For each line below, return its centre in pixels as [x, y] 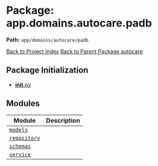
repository [25, 138]
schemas [20, 146]
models [19, 130]
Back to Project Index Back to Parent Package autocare [74, 51]
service [20, 154]
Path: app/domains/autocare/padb [47, 40]
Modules [23, 103]
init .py [23, 84]
